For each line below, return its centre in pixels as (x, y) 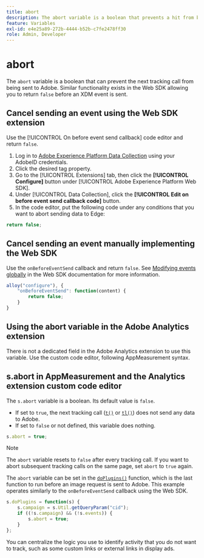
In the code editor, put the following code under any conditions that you (104, 207)
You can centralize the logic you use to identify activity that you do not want (101, 542)
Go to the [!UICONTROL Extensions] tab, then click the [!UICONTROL (102, 175)
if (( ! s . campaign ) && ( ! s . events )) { (65, 514)
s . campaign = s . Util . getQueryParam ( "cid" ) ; (73, 508)
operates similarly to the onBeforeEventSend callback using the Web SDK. (97, 491)
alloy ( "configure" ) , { (35, 285)
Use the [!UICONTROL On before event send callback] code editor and (95, 137)
